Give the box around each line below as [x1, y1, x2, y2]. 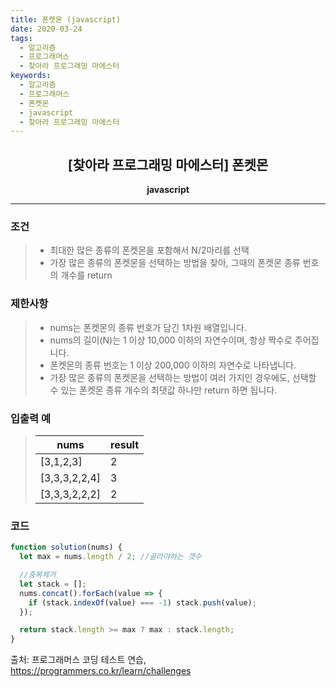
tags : [10, 33, 33, 43]
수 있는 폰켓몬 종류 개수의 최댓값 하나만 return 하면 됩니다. [49, 384, 278, 396]
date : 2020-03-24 [10, 24, 83, 34]
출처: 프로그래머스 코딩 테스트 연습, [10, 654, 147, 666]
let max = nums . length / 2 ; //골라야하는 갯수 [19, 552, 202, 562]
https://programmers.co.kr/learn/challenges [10, 665, 192, 677]
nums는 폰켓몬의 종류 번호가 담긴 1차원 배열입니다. [49, 321, 247, 333]
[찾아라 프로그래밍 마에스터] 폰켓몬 [67, 156, 269, 173]
